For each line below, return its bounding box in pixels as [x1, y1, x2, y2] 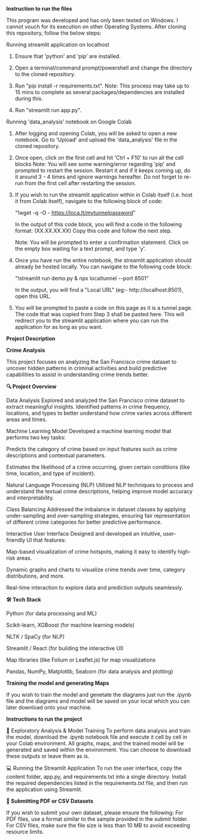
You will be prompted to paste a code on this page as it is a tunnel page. [14, 304, 193, 311]
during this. [14, 95, 43, 102]
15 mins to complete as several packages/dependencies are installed [14, 89, 185, 95]
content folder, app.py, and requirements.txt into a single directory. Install [6, 773, 186, 780]
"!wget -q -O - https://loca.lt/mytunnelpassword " [14, 209, 136, 216]
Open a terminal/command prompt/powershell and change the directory [14, 64, 192, 71]
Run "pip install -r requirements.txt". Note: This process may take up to [14, 82, 189, 89]
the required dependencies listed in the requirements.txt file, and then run [6, 779, 188, 787]
